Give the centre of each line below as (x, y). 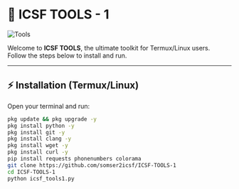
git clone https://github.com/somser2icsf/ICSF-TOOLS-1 (92, 165)
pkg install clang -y (39, 139)
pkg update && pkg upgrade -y (52, 119)
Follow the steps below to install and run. (67, 55)
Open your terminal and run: (49, 106)
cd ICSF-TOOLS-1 (31, 172)
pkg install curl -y (38, 152)
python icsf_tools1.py (41, 178)
